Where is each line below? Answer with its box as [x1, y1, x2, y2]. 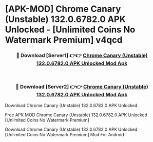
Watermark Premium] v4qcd [5, 35, 123, 46]
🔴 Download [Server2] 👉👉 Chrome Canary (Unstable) [15, 84, 149, 90]
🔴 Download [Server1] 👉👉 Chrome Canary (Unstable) [16, 52, 148, 59]
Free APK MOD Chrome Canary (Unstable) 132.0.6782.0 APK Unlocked [5, 112, 148, 118]
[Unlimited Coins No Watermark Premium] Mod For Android [5, 131, 124, 137]
